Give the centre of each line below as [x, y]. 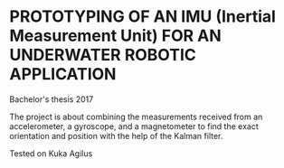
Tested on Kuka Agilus [51, 153]
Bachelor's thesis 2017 [52, 99]
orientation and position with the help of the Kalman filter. [116, 135]
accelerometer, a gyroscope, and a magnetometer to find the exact [134, 126]
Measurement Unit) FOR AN [115, 36]
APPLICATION [63, 75]
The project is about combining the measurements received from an [136, 117]
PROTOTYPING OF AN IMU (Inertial [142, 17]
